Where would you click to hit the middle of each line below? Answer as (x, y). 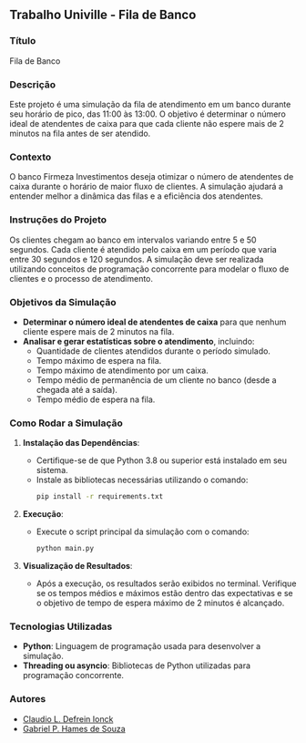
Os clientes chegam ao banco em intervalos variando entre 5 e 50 (133, 240)
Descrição (33, 84)
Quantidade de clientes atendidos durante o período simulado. (153, 351)
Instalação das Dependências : (81, 443)
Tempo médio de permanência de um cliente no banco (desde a (156, 380)
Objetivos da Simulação (63, 302)
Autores (28, 699)
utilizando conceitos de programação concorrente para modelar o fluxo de (149, 269)
